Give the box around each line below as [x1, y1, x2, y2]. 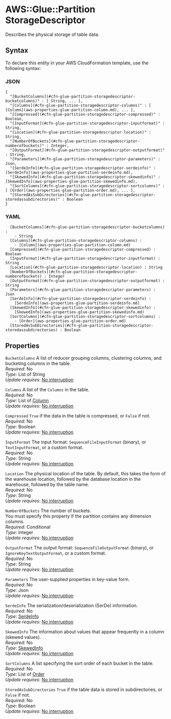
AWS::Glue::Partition [5, 4, 96, 15]
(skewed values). [5, 634, 41, 640]
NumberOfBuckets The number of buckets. [5, 507, 92, 514]
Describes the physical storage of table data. [5, 31, 100, 37]
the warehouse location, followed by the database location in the [5, 476, 141, 482]
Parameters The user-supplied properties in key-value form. [5, 576, 130, 583]
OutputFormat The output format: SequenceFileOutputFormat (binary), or [5, 545, 154, 551]
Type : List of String [5, 372, 45, 378]
